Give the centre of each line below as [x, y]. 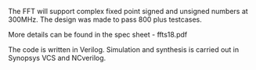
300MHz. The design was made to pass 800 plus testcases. [105, 19]
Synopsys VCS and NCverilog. [57, 58]
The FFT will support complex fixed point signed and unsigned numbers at [128, 11]
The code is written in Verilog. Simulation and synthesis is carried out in [124, 49]
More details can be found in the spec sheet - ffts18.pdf [98, 35]
